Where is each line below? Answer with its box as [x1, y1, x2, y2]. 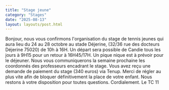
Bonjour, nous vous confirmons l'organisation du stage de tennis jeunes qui [5, 36, 164, 42]
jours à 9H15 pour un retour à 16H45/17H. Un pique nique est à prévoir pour [5, 52, 164, 58]
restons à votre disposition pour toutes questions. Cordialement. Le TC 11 [5, 79, 159, 85]
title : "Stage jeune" [5, 7, 52, 13]
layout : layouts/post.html [5, 21, 63, 27]
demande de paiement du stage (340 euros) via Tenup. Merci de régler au [5, 69, 161, 75]
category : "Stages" [5, 12, 47, 17]
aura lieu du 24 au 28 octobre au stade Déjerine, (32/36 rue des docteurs [5, 41, 160, 48]
